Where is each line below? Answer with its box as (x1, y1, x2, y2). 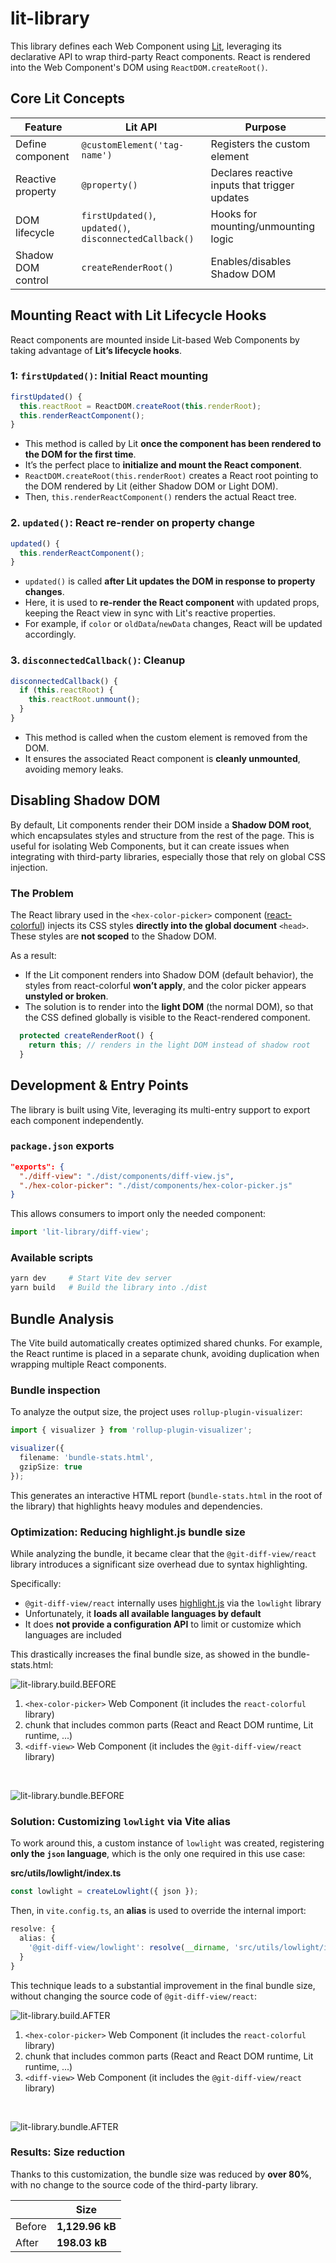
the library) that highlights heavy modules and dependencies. (10, 1500, 263, 1512)
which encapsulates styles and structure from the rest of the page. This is (10, 829, 315, 841)
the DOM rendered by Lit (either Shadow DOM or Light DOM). (24, 480, 279, 492)
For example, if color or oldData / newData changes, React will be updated (24, 618, 323, 630)
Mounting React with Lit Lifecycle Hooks (10, 307, 267, 324)
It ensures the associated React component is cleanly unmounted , (24, 752, 301, 764)
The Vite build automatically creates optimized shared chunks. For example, (10, 1337, 323, 1349)
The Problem (10, 886, 75, 900)
